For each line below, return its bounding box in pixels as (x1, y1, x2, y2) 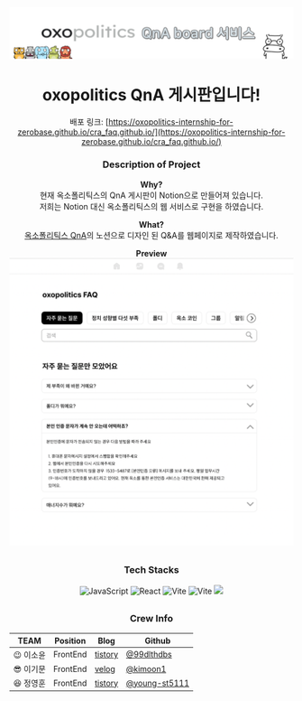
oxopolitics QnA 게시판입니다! (41, 84, 261, 105)
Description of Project (102, 158, 201, 171)
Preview (135, 248, 168, 258)
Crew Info (129, 612, 174, 624)
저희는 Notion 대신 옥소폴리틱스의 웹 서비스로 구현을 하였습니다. (39, 201, 264, 211)
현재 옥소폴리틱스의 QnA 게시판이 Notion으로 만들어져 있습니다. (39, 190, 264, 201)
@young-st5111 (125, 678, 189, 688)
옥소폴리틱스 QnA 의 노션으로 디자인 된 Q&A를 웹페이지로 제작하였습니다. (23, 229, 279, 240)
